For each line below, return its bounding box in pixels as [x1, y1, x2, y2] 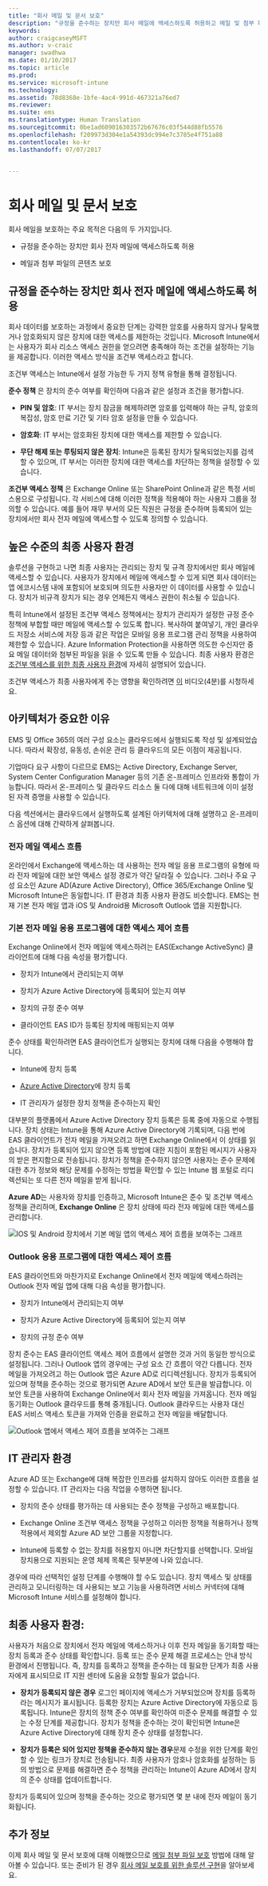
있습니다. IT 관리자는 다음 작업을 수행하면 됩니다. [31, 1484, 183, 1494]
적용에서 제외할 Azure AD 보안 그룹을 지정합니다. [19, 1528, 173, 1538]
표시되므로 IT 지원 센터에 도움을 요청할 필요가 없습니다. [29, 1671, 200, 1680]
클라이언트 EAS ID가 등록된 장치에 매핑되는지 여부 [19, 1020, 175, 1030]
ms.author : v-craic [8, 42, 73, 50]
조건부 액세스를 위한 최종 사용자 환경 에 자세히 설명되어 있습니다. [8, 659, 207, 669]
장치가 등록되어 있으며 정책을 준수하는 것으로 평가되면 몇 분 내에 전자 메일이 [8, 1792, 242, 1801]
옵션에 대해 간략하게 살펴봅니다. [16, 819, 115, 828]
